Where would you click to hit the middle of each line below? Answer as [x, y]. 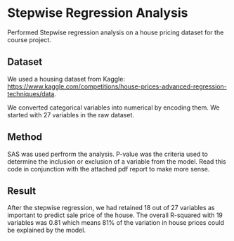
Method [25, 137]
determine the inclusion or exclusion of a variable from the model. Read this [117, 161]
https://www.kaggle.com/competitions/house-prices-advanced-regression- [117, 86]
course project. [29, 39]
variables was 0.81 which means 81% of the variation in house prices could [116, 223]
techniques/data [31, 93]
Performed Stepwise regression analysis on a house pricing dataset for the [116, 32]
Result [22, 191]
